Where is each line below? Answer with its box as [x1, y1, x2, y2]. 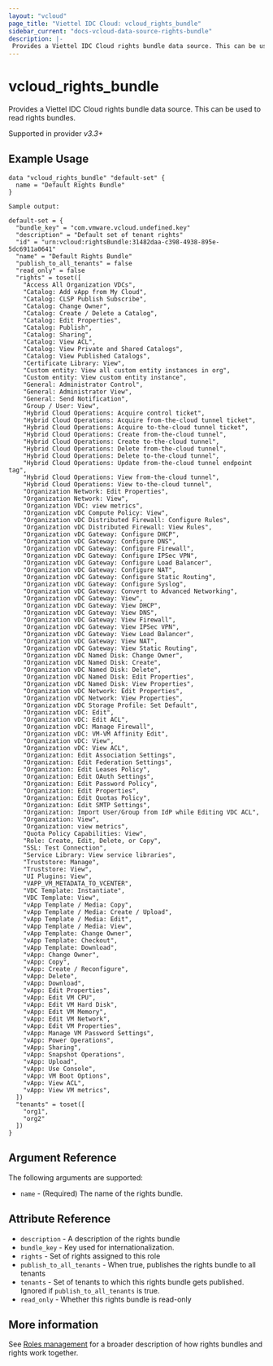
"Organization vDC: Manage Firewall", [23, 723, 154, 731]
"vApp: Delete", [23, 972, 79, 980]
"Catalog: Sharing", [23, 331, 93, 339]
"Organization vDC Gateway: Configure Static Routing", [23, 573, 217, 581]
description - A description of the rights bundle [19, 1233, 180, 1243]
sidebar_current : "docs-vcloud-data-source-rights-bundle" [8, 27, 213, 35]
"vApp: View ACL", [23, 1078, 85, 1087]
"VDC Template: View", [23, 894, 100, 902]
